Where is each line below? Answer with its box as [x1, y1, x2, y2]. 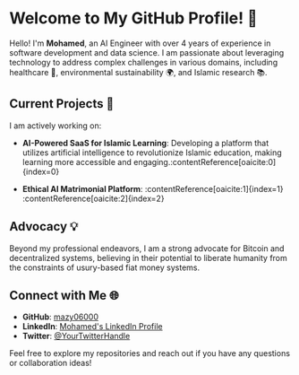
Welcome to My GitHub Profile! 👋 [9, 8, 258, 29]
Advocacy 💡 [9, 219, 79, 234]
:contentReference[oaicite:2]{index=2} [21, 193, 165, 204]
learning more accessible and [21, 156, 132, 167]
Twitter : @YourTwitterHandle [21, 331, 131, 342]
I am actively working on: [9, 120, 102, 131]
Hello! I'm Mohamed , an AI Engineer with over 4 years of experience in [9, 38, 271, 48]
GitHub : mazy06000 [21, 311, 98, 322]
